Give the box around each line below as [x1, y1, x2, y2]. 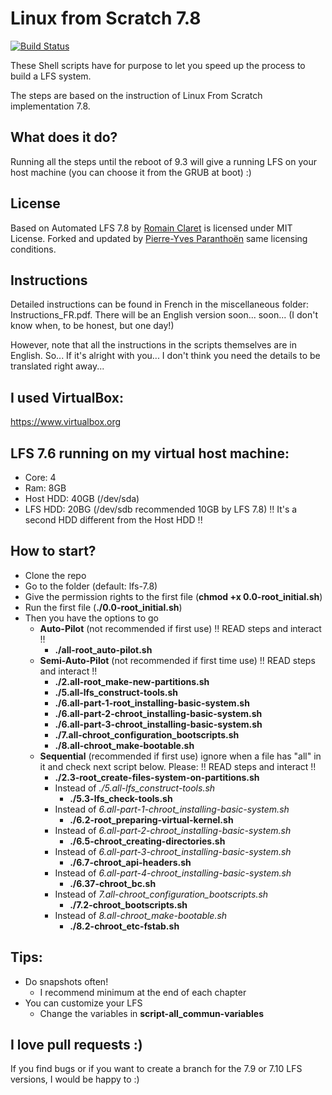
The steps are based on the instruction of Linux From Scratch [10, 89, 263, 101]
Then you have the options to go [24, 612, 159, 624]
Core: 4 [24, 472, 57, 483]
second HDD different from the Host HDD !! [24, 514, 203, 526]
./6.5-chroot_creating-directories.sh [69, 835, 226, 847]
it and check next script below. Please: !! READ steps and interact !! [39, 760, 317, 772]
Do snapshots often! [24, 975, 109, 987]
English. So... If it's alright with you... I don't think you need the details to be [10, 350, 321, 362]
